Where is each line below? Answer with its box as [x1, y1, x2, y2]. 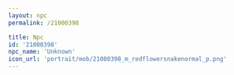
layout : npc [8, 11, 47, 20]
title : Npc [8, 33, 44, 41]
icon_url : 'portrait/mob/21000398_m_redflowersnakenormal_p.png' [8, 55, 227, 63]
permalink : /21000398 [8, 19, 80, 27]
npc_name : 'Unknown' [8, 48, 76, 56]
